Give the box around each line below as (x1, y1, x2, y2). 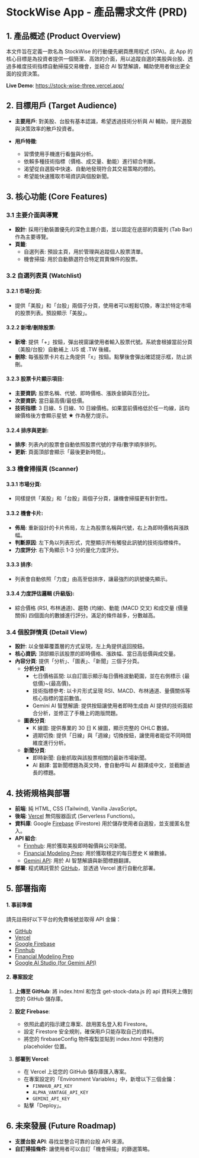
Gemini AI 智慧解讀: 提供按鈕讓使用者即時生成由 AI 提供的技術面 (32, 702, 188, 709)
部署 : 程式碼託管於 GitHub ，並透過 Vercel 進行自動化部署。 (14, 864, 159, 871)
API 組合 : (14, 835, 37, 842)
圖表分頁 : (23, 717, 46, 724)
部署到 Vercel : (14, 1055, 50, 1062)
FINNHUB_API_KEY (32, 1083, 73, 1089)
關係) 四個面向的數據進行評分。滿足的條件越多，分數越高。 (14, 612, 159, 619)
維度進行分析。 (32, 740, 69, 747)
